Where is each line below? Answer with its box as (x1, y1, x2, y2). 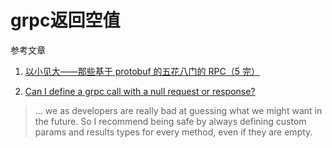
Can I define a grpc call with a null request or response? (24, 85, 256, 97)
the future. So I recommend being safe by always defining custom (34, 115, 307, 127)
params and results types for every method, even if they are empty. (34, 126, 313, 138)
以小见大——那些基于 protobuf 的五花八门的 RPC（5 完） (24, 65, 260, 77)
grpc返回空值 (10, 9, 121, 32)
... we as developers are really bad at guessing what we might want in (34, 104, 323, 116)
